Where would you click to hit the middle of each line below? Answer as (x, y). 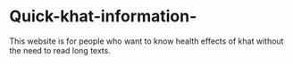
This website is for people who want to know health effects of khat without (146, 41)
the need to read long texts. (60, 50)
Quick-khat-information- (103, 16)
